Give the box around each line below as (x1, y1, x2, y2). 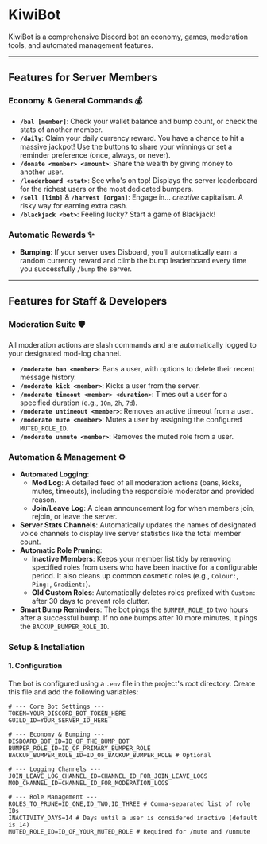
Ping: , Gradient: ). (31, 579, 91, 589)
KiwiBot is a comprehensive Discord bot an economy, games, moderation (8, 32, 249, 41)
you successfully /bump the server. (19, 264, 133, 274)
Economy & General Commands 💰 (8, 95, 143, 107)
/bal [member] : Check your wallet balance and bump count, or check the (19, 116, 258, 126)
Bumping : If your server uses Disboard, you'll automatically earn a (19, 247, 238, 256)
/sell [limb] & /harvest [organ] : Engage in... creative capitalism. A (19, 193, 244, 202)
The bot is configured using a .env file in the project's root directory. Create (8, 679, 256, 689)
